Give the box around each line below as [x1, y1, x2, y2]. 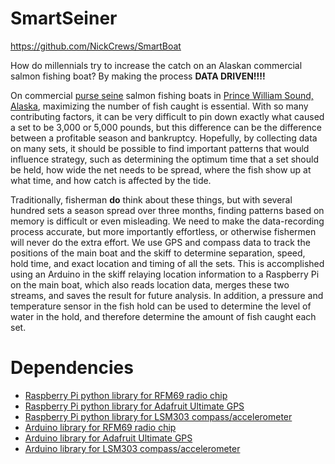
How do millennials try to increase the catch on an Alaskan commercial [10, 59, 303, 71]
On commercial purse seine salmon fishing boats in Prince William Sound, [10, 89, 314, 101]
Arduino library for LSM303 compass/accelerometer [24, 442, 241, 454]
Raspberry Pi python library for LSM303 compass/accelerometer [24, 410, 293, 422]
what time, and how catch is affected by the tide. [10, 174, 212, 186]
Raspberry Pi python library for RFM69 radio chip [24, 389, 228, 401]
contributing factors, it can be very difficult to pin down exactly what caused [10, 110, 325, 122]
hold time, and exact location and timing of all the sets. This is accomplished [10, 257, 325, 269]
